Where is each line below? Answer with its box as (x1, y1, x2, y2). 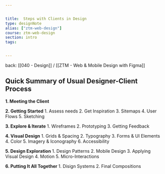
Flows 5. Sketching (5, 113, 44, 119)
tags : (5, 40, 17, 45)
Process (5, 85, 32, 93)
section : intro (5, 35, 37, 40)
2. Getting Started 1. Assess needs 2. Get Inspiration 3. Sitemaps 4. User (5, 108, 157, 114)
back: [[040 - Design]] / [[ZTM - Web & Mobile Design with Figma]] (5, 63, 145, 68)
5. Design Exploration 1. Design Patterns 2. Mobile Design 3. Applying (5, 148, 151, 154)
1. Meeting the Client (5, 98, 49, 104)
